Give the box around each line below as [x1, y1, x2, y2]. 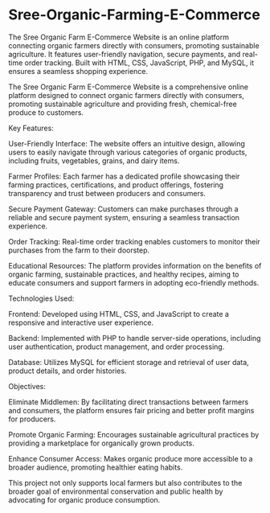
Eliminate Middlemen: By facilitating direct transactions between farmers [8, 396, 249, 407]
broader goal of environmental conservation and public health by [8, 486, 223, 496]
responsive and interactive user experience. [8, 318, 154, 327]
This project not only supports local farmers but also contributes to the [8, 478, 243, 487]
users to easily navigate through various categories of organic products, [8, 147, 247, 157]
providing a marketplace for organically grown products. [8, 438, 194, 448]
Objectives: [8, 381, 46, 391]
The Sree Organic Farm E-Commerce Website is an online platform [8, 32, 229, 42]
